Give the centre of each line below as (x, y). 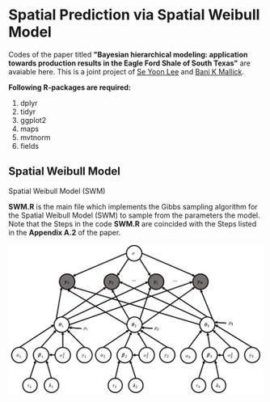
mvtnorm (35, 137)
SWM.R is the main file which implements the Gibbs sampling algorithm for (133, 206)
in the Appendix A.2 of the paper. (65, 232)
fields (29, 146)
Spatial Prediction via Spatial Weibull (134, 15)
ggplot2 (33, 120)
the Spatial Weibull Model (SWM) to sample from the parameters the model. (134, 215)
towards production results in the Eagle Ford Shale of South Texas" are (130, 63)
